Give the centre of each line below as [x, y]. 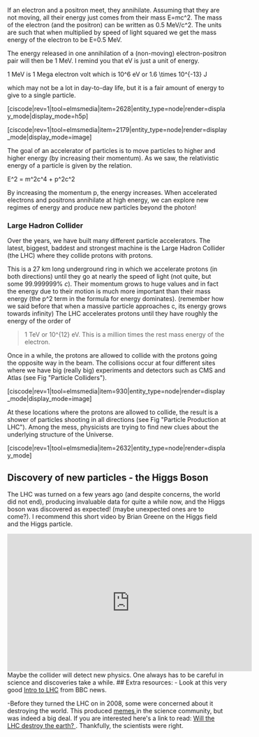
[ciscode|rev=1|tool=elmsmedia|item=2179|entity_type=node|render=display [117, 130]
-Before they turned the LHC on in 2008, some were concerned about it [110, 703]
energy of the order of [39, 321]
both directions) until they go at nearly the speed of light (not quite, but [109, 277]
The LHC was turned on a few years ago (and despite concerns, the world [114, 495]
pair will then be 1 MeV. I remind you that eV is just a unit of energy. [104, 61]
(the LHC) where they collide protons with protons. [80, 256]
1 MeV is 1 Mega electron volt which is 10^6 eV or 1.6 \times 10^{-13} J [107, 74]
